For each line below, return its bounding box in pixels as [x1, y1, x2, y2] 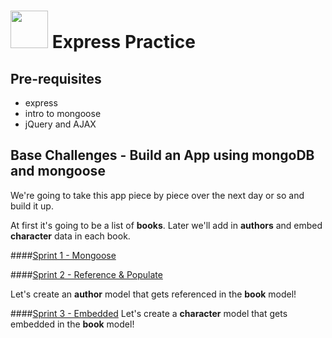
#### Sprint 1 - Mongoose [10, 249, 117, 261]
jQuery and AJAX [24, 118, 97, 130]
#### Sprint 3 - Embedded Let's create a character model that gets [10, 307, 288, 319]
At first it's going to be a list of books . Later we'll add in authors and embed [10, 219, 323, 231]
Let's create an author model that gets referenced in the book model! [10, 288, 297, 300]
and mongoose [10, 163, 106, 180]
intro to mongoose [24, 108, 102, 119]
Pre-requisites [10, 70, 102, 87]
